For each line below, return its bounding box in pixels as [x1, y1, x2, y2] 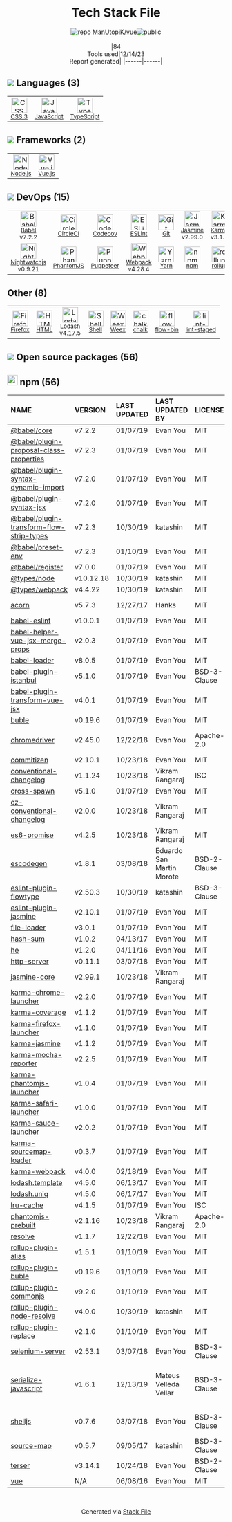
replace [10, 1331, 36, 1341]
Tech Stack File [71, 5, 161, 21]
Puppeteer [90, 262, 119, 270]
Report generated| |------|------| [69, 57, 163, 65]
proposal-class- [10, 446, 66, 455]
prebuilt [10, 1220, 36, 1230]
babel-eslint [10, 616, 51, 625]
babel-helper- [10, 627, 59, 637]
